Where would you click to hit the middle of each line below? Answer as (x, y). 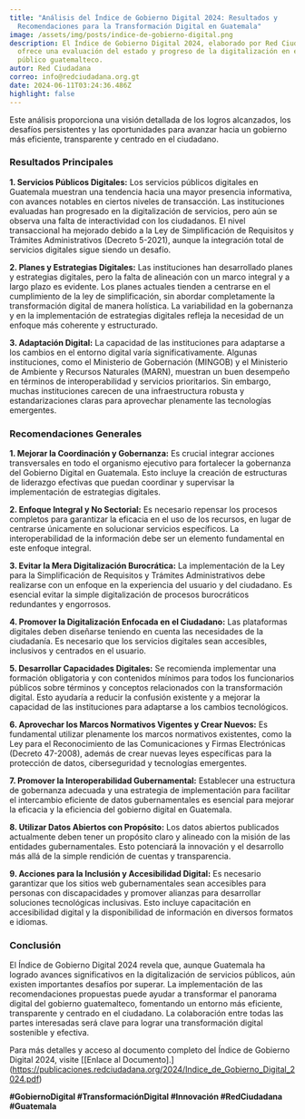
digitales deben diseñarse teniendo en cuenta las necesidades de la (136, 632)
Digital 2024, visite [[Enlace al (65, 1060)
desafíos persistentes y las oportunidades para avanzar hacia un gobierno (148, 129)
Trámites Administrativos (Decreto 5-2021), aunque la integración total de (147, 240)
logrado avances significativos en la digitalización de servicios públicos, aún (152, 975)
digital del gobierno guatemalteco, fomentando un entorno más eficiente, (146, 1004)
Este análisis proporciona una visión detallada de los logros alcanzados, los (150, 120)
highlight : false (42, 93)
